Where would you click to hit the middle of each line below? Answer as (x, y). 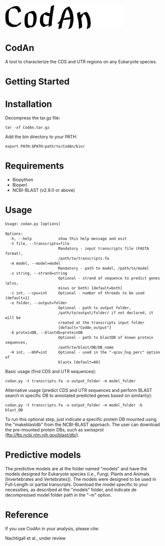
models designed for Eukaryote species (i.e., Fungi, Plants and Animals (77, 474)
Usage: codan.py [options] (33, 224)
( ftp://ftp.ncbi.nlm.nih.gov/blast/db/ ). (42, 435)
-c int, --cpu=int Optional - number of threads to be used (77, 293)
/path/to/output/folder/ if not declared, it (106, 313)
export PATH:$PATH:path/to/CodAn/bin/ (45, 147)
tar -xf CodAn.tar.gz (27, 128)
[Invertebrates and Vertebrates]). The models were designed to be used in (81, 479)
